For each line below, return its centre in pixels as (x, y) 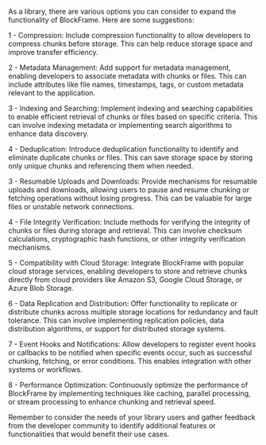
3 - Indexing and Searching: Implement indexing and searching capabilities (131, 108)
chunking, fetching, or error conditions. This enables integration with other (130, 361)
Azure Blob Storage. (41, 288)
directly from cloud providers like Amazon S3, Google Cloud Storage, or (125, 280)
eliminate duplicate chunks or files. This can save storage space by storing (131, 157)
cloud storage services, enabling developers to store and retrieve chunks (128, 271)
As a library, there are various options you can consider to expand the (122, 12)
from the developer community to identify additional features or (112, 426)
